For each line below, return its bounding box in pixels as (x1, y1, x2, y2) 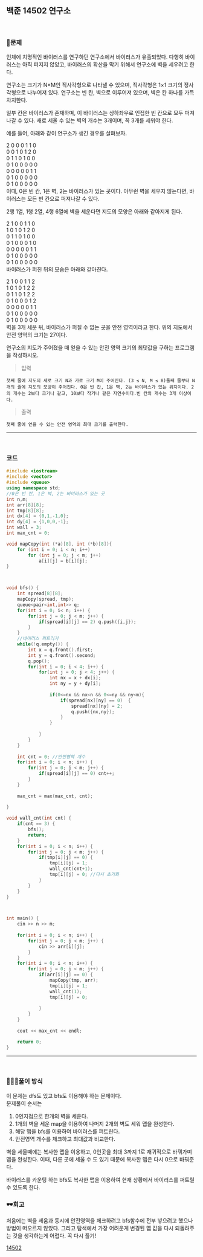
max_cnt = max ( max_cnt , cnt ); (17, 793, 94, 799)
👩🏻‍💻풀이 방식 (6, 1077, 43, 1086)
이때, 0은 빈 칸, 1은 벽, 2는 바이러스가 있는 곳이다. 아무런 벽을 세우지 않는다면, (6, 188, 188, 195)
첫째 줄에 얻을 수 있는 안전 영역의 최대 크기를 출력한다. (6, 422, 129, 428)
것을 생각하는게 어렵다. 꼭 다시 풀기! (12, 1232, 97, 1239)
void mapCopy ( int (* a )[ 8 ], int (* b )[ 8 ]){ (6, 541, 112, 547)
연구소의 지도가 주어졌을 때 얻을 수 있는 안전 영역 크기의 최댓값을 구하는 (6, 344, 174, 351)
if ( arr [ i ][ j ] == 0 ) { (38, 971, 94, 978)
